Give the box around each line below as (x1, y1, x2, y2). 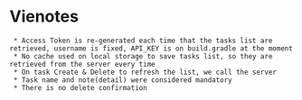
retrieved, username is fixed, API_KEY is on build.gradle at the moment (9, 43, 294, 53)
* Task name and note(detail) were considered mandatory (13, 75, 232, 85)
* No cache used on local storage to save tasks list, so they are (13, 51, 273, 60)
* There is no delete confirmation (13, 83, 147, 92)
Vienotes (9, 6, 80, 27)
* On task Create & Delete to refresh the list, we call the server (13, 68, 278, 77)
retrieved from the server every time (9, 59, 156, 68)
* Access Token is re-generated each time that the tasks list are (13, 36, 273, 45)
